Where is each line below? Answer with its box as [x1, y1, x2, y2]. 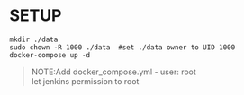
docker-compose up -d [9, 50, 91, 59]
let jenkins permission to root [31, 75, 140, 86]
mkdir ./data [9, 35, 59, 44]
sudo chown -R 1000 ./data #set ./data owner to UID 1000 [9, 42, 236, 52]
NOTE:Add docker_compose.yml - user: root [31, 66, 196, 77]
